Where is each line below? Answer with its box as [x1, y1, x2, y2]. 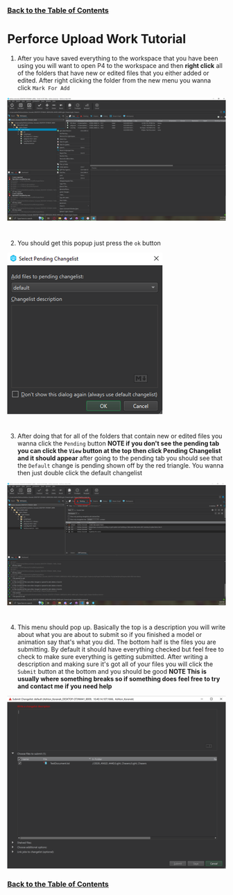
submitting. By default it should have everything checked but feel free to [17, 645, 224, 654]
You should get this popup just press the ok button [17, 239, 162, 247]
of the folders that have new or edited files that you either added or [17, 69, 209, 77]
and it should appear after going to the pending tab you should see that [17, 454, 223, 462]
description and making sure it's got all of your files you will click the [17, 660, 214, 668]
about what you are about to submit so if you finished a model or [17, 631, 202, 639]
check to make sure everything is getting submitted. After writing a [17, 653, 208, 661]
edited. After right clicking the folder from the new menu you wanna [17, 76, 212, 85]
